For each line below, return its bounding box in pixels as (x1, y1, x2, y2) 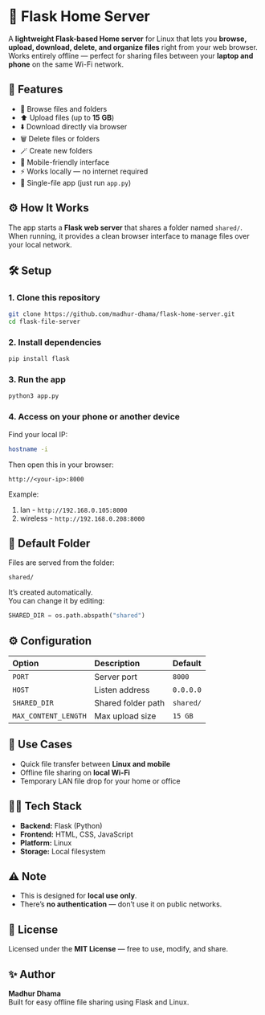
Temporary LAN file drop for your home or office (19, 776, 181, 786)
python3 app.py (8, 392, 59, 400)
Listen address (94, 685, 150, 696)
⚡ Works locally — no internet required (19, 166, 149, 176)
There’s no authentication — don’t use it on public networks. (19, 899, 222, 909)
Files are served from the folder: (8, 558, 115, 567)
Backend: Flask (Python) (19, 821, 103, 830)
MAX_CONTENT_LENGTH (12, 711, 87, 721)
